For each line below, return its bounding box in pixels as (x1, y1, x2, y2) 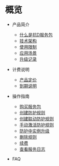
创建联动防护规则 (19, 115, 54, 122)
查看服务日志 (19, 146, 45, 152)
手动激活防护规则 (19, 122, 54, 128)
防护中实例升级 (19, 128, 50, 134)
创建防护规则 (19, 110, 45, 115)
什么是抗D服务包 (19, 32, 53, 37)
